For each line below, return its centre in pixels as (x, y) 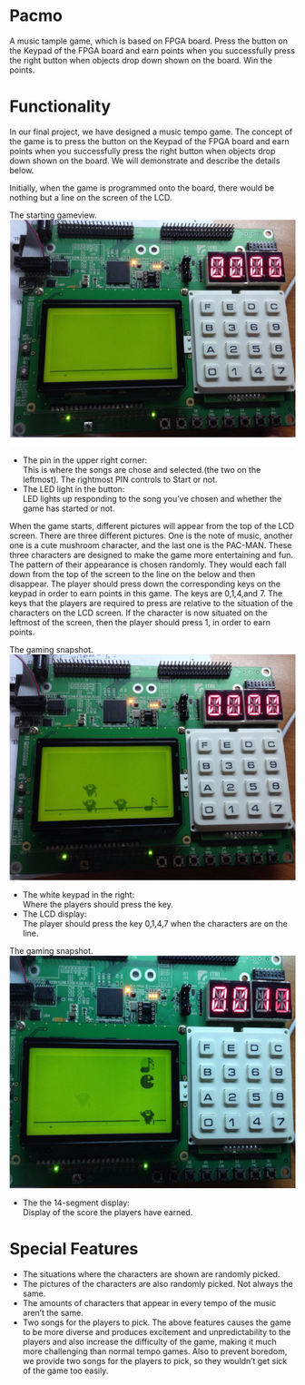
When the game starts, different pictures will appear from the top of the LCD (152, 526)
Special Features (74, 1249)
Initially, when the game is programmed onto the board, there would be (142, 188)
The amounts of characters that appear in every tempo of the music (149, 1303)
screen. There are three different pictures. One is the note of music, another (151, 535)
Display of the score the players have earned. (108, 1213)
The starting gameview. (53, 215)
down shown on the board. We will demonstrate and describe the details (145, 161)
